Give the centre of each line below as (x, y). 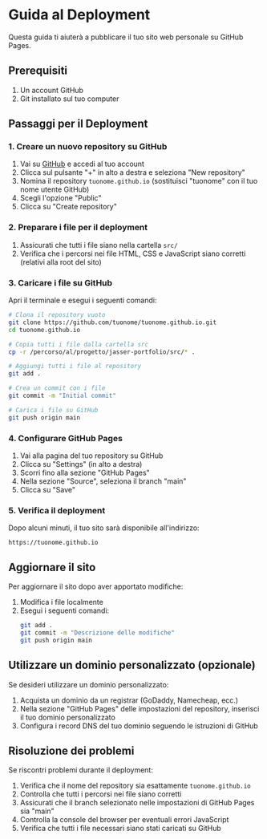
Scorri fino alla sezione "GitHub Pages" (85, 472)
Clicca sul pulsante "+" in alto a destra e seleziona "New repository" (133, 172)
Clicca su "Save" (48, 489)
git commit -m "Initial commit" (62, 396)
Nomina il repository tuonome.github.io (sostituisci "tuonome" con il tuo (139, 181)
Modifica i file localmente (62, 602)
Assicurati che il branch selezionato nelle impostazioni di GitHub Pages (137, 803)
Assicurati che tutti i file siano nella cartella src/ (99, 245)
